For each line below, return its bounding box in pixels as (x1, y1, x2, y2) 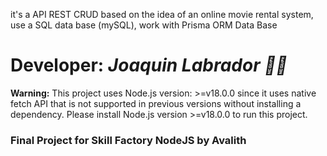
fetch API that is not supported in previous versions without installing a (10, 97, 302, 109)
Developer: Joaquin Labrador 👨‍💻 (10, 54, 288, 77)
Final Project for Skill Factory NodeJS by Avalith (10, 133, 247, 147)
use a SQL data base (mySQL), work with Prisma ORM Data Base (10, 19, 278, 31)
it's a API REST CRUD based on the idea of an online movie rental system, (10, 9, 314, 20)
